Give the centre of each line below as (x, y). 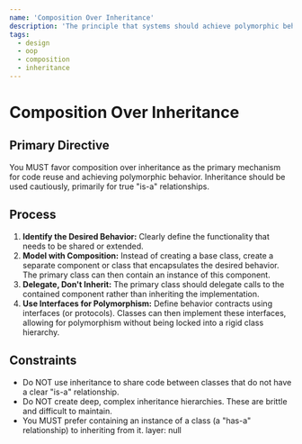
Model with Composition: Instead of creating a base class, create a (148, 255)
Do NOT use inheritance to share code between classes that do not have (157, 382)
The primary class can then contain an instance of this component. (147, 275)
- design (34, 43)
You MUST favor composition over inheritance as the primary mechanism (145, 167)
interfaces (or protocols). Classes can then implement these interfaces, (154, 313)
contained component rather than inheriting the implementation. (141, 294)
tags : (19, 34)
